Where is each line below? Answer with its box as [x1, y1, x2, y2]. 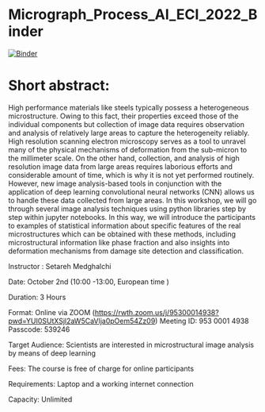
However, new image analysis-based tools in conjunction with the [8, 179, 222, 188]
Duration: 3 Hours [8, 292, 66, 302]
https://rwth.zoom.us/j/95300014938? [94, 307, 219, 317]
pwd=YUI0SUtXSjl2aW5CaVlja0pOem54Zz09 [8, 316, 156, 325]
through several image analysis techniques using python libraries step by [8, 204, 247, 214]
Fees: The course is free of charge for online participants [8, 364, 195, 373]
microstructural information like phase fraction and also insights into [8, 237, 230, 247]
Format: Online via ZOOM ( [8, 307, 95, 317]
